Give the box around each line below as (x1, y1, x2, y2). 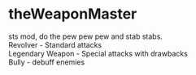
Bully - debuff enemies (8, 57, 85, 67)
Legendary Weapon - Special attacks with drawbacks (8, 48, 189, 58)
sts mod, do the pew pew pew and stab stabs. (8, 31, 163, 41)
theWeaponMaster (8, 5, 137, 23)
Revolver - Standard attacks (8, 40, 102, 49)
